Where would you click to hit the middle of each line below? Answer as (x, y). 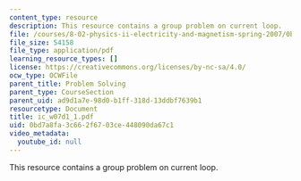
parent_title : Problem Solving (68, 84)
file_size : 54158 (42, 42)
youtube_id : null (50, 142)
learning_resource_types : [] (64, 59)
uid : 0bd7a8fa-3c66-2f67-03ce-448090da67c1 (92, 126)
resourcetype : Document (54, 109)
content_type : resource (54, 17)
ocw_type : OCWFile (43, 76)
